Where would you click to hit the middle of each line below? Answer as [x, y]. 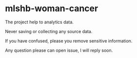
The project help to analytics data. [39, 22]
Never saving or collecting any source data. [49, 31]
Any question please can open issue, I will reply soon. [59, 50]
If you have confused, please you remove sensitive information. [69, 41]
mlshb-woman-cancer [52, 9]
